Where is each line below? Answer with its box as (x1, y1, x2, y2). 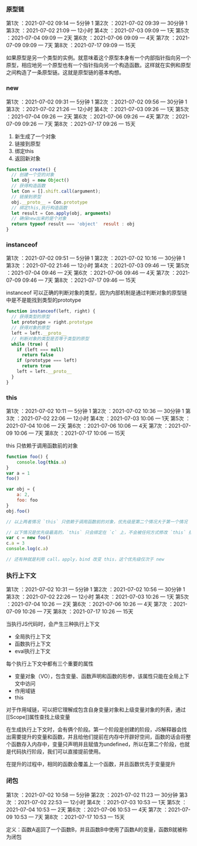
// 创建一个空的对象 (11, 172, 55, 178)
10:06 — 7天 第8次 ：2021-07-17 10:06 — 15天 (13, 429, 125, 437)
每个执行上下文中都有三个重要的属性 (6, 660, 94, 667)
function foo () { (6, 454, 49, 459)
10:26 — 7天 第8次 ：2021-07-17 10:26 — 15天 (22, 608, 134, 615)
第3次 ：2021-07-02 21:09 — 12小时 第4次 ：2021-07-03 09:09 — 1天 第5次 (6, 27, 189, 34)
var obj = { (6, 487, 35, 492)
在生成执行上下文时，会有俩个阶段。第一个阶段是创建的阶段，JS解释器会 (6, 726, 182, 733)
